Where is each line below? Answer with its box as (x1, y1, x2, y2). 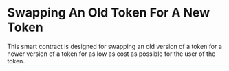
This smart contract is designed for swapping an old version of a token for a (7, 42, 222, 50)
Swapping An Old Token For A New (7, 5, 210, 21)
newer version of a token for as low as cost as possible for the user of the (7, 50, 216, 58)
